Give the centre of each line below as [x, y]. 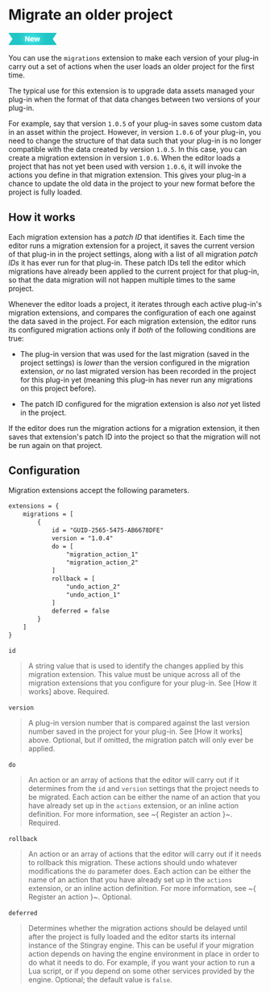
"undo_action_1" [93, 595]
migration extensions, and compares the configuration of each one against [132, 312]
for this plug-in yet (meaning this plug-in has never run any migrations [136, 379]
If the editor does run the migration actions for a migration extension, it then [134, 428]
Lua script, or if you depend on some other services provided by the [141, 971]
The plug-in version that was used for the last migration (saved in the [135, 354]
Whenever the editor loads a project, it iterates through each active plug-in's [135, 303]
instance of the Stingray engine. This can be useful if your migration [141, 945]
